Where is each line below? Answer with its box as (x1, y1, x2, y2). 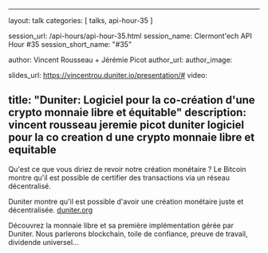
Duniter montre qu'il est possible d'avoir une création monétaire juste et (8, 197, 244, 206)
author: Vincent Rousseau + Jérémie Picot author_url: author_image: (8, 55, 233, 64)
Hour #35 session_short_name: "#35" (8, 40, 132, 49)
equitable (8, 143, 57, 157)
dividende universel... (8, 237, 79, 247)
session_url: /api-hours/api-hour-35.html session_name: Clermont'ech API (8, 31, 253, 41)
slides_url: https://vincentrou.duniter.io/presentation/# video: (8, 71, 208, 80)
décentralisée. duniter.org (8, 204, 93, 215)
